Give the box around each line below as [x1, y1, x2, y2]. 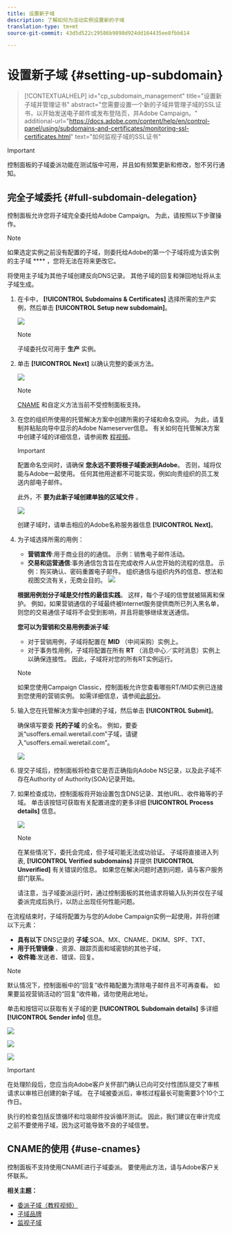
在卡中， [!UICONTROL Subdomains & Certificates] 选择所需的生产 [17, 295, 211, 303]
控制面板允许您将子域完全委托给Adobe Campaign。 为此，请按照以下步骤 [7, 211, 216, 219]
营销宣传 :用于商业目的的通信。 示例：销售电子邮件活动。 [27, 550, 188, 558]
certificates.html [23, 132, 71, 141]
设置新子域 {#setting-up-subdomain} [7, 67, 224, 83]
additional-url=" [23, 117, 70, 125]
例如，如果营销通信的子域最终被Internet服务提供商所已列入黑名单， [30, 600, 223, 607]
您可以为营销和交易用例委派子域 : [17, 623, 110, 631]
